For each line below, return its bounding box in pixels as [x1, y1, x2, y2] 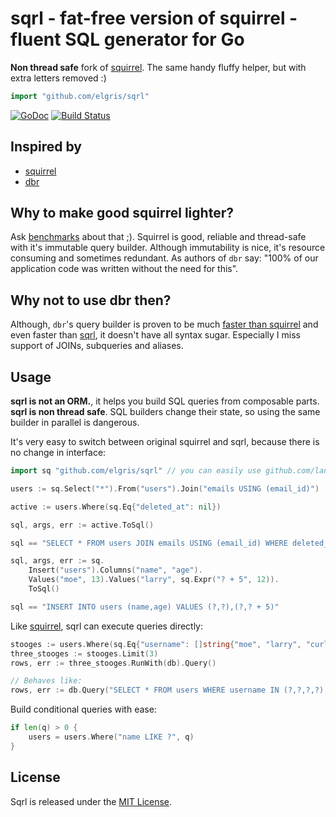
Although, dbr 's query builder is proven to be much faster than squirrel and [10, 318, 319, 331]
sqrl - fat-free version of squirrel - [10, 7, 298, 30]
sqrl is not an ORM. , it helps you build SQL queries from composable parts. [10, 395, 320, 407]
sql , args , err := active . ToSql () [10, 520, 155, 530]
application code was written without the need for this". [10, 263, 239, 275]
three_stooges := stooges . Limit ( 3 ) [10, 648, 159, 659]
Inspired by [10, 138, 82, 156]
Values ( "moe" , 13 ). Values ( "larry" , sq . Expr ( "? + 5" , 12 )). [28, 575, 280, 585]
